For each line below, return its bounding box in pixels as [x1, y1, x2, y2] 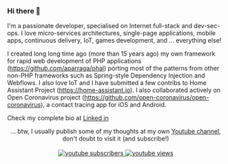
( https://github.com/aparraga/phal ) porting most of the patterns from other [7, 65, 220, 73]
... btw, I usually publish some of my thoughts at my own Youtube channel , [10, 127, 222, 136]
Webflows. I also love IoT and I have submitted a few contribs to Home [7, 79, 207, 87]
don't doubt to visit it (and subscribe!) [62, 134, 169, 143]
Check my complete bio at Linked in [7, 114, 109, 122]
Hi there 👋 [7, 6, 41, 16]
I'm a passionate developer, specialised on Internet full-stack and [7, 22, 193, 30]
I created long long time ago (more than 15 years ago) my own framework [7, 49, 216, 58]
